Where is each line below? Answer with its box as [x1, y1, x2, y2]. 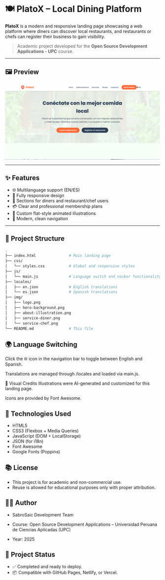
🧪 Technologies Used [5, 409, 71, 418]
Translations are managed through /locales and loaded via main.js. [5, 371, 140, 377]
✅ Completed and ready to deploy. [12, 563, 82, 569]
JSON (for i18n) [12, 439, 44, 444]
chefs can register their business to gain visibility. [5, 34, 106, 39]
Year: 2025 [12, 536, 35, 542]
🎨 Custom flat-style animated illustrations [12, 210, 96, 216]
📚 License [5, 464, 38, 472]
